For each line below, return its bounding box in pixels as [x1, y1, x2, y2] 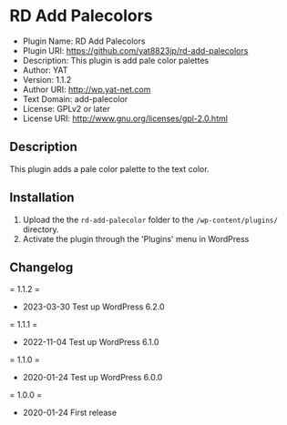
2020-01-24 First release [22, 407, 117, 419]
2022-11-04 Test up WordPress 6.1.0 [22, 337, 159, 348]
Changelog [9, 259, 74, 275]
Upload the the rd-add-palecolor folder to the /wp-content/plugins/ [22, 214, 278, 225]
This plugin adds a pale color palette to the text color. [9, 163, 210, 174]
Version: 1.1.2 [22, 74, 72, 85]
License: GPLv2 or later [22, 103, 111, 114]
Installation [9, 190, 75, 206]
